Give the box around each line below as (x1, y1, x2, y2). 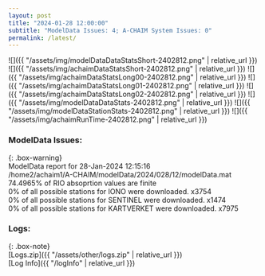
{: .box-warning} (8, 153, 62, 162)
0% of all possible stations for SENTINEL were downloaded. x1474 (8, 195, 227, 204)
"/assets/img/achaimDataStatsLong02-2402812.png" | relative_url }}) (18, 89, 247, 99)
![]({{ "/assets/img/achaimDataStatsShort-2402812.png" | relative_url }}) (8, 64, 246, 74)
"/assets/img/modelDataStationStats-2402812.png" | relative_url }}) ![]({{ (8, 107, 248, 116)
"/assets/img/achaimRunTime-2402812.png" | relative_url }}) (8, 115, 208, 124)
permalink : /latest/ (8, 33, 77, 42)
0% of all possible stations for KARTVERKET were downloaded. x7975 (8, 204, 239, 213)
